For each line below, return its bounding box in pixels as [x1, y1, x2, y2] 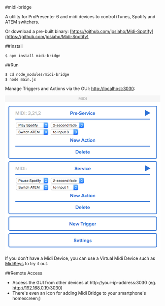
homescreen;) [12, 295, 41, 301]
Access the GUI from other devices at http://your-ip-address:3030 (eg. [12, 280, 157, 285]
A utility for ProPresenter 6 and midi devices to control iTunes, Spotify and [5, 14, 156, 19]
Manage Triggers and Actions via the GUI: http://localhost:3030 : [5, 86, 135, 92]
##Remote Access [5, 270, 43, 276]
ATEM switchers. [5, 19, 39, 25]
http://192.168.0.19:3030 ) [12, 285, 63, 291]
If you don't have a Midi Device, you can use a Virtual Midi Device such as [5, 255, 155, 261]
